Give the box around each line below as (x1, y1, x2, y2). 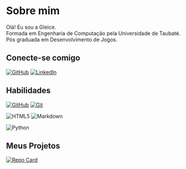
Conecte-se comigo (6, 53, 80, 63)
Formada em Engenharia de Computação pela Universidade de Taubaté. (6, 29, 181, 36)
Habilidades (6, 86, 51, 96)
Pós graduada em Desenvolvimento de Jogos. (6, 36, 118, 43)
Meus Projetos (6, 141, 60, 151)
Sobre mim (6, 4, 60, 18)
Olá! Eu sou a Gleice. (6, 23, 56, 31)
